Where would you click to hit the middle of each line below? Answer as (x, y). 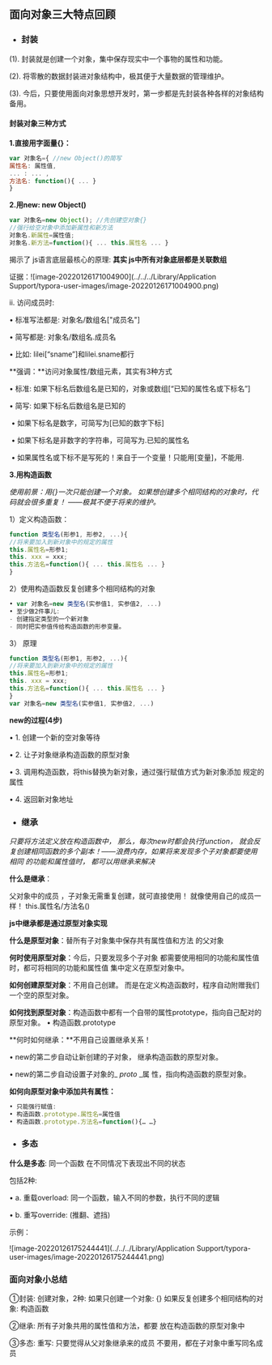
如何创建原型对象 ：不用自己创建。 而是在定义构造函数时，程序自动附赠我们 (134, 985)
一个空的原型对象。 (41, 995)
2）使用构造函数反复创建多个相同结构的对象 (83, 589)
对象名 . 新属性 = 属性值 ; (42, 236)
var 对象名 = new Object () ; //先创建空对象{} (78, 220)
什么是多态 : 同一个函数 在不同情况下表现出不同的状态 (97, 1163)
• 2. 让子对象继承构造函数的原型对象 (70, 754)
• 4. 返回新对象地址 (41, 799)
